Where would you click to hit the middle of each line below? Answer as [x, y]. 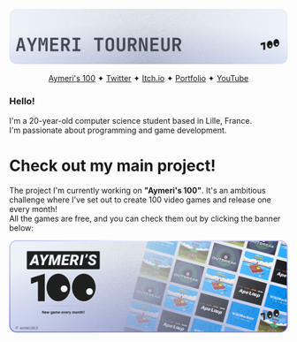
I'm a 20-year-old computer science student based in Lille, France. [131, 120]
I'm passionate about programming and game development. [118, 130]
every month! [33, 209]
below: [21, 228]
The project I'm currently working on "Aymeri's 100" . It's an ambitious [138, 190]
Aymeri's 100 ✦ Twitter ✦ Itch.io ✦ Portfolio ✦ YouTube [148, 79]
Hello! [22, 102]
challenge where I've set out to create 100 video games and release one [141, 200]
